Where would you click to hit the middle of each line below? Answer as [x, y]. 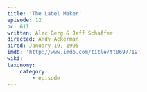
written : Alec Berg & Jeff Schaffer [60, 33]
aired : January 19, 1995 [43, 46]
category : [34, 71]
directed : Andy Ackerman [43, 39]
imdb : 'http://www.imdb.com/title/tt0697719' [74, 53]
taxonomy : [21, 65]
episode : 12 [24, 20]
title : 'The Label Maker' [44, 13]
